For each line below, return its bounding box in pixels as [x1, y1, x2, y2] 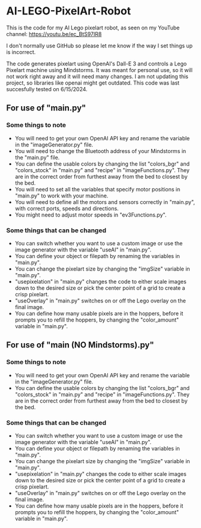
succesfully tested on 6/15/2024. [6, 85, 88, 92]
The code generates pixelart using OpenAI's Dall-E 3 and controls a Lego [6, 60, 187, 67]
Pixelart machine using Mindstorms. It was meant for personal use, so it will [6, 66, 193, 73]
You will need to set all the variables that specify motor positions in [14, 185, 181, 193]
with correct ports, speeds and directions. [14, 205, 119, 212]
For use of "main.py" [6, 103, 86, 113]
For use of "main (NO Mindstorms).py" [6, 340, 154, 350]
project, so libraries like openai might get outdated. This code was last [6, 79, 180, 86]
